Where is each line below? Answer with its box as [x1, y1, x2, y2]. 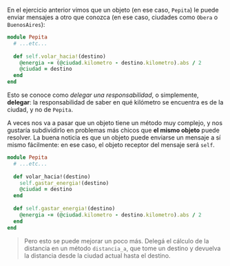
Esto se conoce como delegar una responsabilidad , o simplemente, [7, 91, 199, 99]
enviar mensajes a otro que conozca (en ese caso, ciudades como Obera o [7, 13, 218, 21]
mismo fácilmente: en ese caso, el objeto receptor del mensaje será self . [7, 141, 215, 148]
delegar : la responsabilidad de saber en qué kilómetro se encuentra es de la [7, 98, 224, 106]
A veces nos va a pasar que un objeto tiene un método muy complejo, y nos [7, 119, 222, 126]
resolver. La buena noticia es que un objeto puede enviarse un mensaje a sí [7, 133, 221, 142]
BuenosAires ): [7, 21, 45, 28]
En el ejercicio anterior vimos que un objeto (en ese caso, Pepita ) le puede [7, 6, 219, 14]
